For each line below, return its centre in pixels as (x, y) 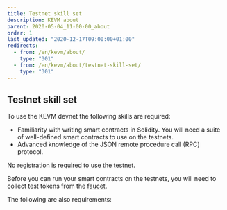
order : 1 (20, 33)
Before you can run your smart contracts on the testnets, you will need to (112, 179)
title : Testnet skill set (44, 14)
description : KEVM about (43, 20)
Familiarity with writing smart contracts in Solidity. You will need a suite (119, 130)
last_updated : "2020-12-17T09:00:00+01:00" (71, 40)
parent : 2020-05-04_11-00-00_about (59, 26)
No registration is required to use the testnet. (71, 165)
